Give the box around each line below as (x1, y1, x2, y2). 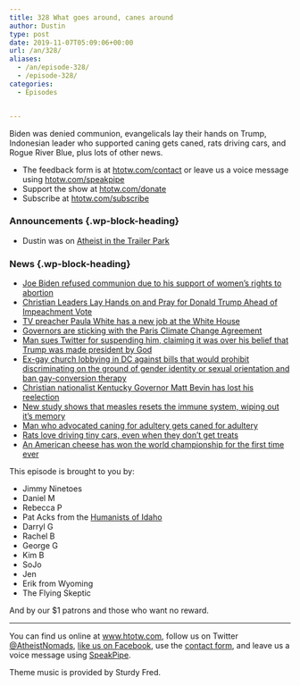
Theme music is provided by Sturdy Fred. (9, 667, 162, 678)
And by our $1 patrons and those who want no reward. (9, 605, 210, 616)
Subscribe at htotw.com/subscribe (21, 193, 150, 204)
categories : (9, 79, 54, 88)
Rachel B (21, 531, 55, 541)
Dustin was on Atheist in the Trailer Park (21, 235, 170, 246)
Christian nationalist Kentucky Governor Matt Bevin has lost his (21, 382, 254, 393)
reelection (21, 392, 60, 403)
